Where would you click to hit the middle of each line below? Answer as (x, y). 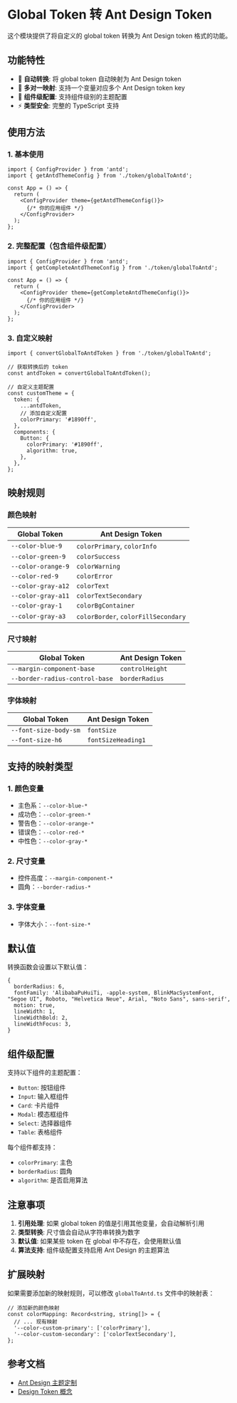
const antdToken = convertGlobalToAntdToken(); (79, 374)
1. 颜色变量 (26, 788)
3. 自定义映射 (30, 338)
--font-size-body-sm (46, 730)
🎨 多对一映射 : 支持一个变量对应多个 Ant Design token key (101, 88)
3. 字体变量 (26, 907)
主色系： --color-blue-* (53, 805)
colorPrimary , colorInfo (116, 546)
